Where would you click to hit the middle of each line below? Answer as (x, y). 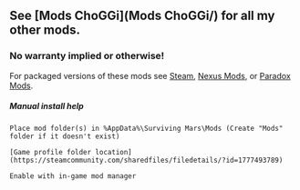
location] (114, 152)
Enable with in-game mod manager (73, 176)
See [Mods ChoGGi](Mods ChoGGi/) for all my (142, 16)
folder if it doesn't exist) (65, 136)
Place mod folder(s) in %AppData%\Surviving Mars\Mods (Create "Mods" (146, 128)
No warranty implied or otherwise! (87, 56)
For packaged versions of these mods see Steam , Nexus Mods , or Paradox (150, 75)
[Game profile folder (51, 152)
